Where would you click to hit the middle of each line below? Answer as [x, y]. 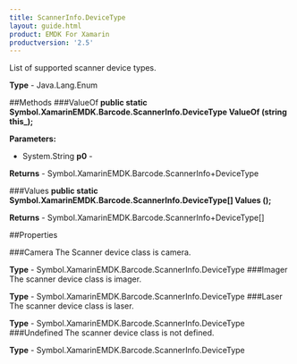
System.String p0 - [57, 157]
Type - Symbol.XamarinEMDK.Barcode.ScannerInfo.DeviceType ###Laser [146, 297]
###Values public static [54, 191]
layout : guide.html [46, 26]
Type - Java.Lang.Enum [54, 85]
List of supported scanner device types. [83, 68]
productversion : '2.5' [51, 42]
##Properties [34, 235]
